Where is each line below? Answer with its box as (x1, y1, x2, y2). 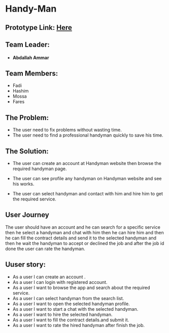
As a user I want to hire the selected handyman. (12, 311, 113, 317)
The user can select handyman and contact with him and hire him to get (12, 191, 163, 196)
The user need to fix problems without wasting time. (12, 127, 122, 133)
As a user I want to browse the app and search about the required (12, 284, 151, 290)
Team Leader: (5, 40, 50, 49)
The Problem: (5, 113, 49, 122)
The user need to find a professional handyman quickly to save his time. (12, 132, 163, 138)
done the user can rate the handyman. (5, 245, 85, 252)
